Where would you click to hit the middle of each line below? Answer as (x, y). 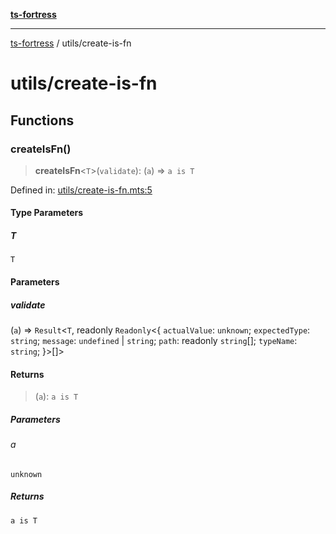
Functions (42, 120)
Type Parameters (47, 213)
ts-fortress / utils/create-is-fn (71, 43)
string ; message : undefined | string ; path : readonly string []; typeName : (154, 340)
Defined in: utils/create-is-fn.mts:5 (81, 190)
